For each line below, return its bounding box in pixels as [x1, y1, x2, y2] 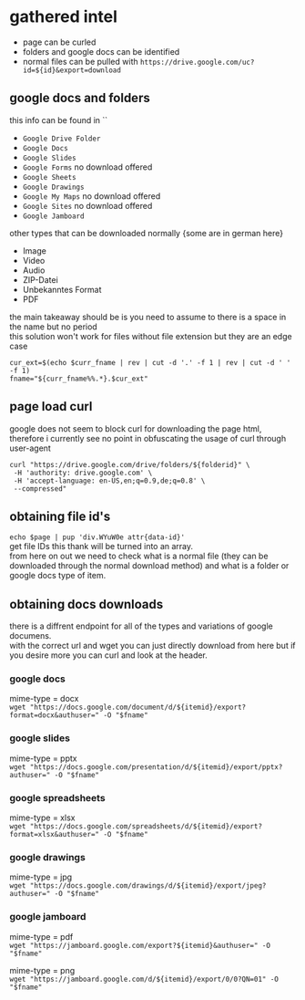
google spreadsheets [9, 791, 107, 804]
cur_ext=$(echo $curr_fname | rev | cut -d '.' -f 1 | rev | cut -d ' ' [9, 358, 291, 367]
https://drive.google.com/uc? [139, 57, 255, 67]
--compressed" [13, 484, 67, 494]
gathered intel [9, 6, 118, 27]
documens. [9, 630, 52, 641]
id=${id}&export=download [22, 66, 121, 75]
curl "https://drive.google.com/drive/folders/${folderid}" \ [9, 460, 250, 469]
